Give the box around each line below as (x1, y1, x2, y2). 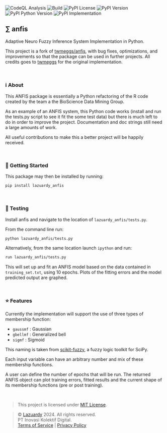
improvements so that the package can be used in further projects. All (5, 53, 150, 60)
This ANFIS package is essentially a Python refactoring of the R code (5, 93, 148, 99)
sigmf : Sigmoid (12, 337, 45, 343)
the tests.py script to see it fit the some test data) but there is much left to (5, 114, 157, 120)
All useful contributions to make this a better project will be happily (5, 134, 144, 140)
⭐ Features (5, 297, 33, 304)
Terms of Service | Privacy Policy (17, 422, 87, 428)
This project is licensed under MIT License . (17, 401, 107, 408)
